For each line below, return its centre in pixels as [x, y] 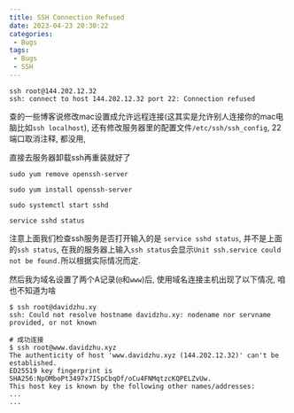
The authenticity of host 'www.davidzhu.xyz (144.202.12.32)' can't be [144, 355]
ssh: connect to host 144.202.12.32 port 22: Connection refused [132, 98]
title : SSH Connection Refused [67, 17]
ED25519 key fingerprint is [61, 370]
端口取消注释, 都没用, [48, 138]
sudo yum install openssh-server [71, 190]
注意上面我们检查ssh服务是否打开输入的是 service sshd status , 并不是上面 [146, 238]
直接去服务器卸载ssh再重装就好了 [70, 157]
